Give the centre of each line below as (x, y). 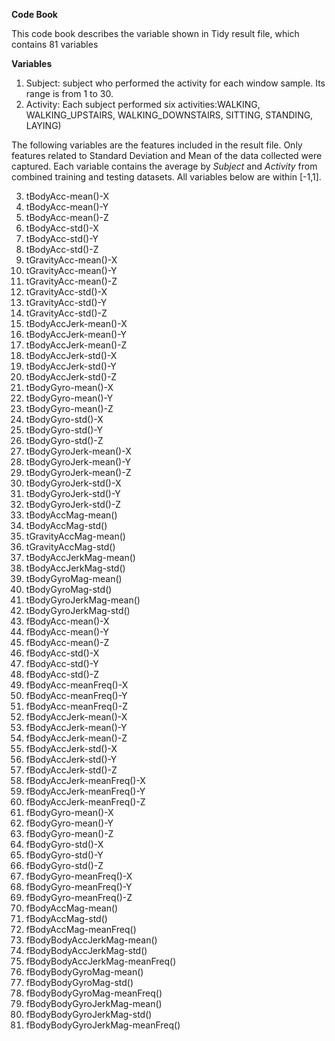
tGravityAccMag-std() (70, 547)
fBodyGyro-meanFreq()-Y (79, 887)
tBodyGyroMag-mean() (74, 578)
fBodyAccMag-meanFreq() (81, 929)
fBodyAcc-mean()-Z (67, 642)
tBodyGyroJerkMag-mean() (83, 600)
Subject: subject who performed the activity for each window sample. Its (175, 83)
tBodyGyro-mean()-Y (69, 398)
